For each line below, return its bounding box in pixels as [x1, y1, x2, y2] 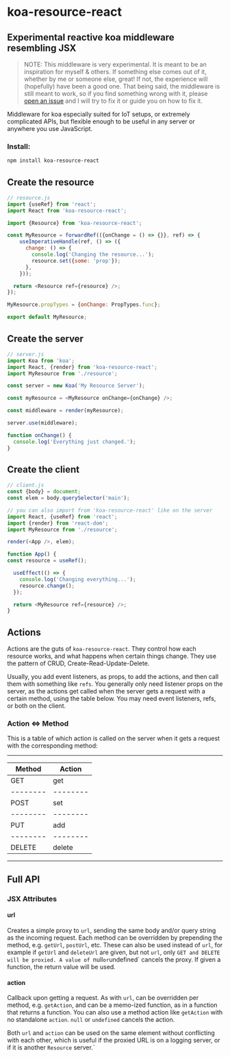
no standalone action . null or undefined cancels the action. [7, 1016, 175, 1024]
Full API [7, 873, 40, 885]
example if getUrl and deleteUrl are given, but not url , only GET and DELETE [7, 948, 220, 956]
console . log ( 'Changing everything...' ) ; [19, 575, 136, 583]
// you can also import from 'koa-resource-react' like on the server [7, 507, 213, 514]
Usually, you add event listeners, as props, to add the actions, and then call [7, 673, 219, 681]
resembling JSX [7, 42, 77, 54]
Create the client [7, 464, 80, 475]
